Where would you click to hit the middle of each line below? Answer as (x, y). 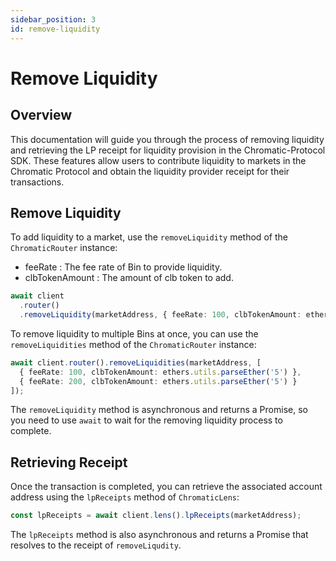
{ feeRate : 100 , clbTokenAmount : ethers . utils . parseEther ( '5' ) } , (160, 372)
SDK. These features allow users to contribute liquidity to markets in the (158, 160)
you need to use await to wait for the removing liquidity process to (146, 420)
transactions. (37, 182)
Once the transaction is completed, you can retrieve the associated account (166, 487)
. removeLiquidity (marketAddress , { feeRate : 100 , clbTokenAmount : (160, 315)
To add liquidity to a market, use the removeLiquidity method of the (149, 237)
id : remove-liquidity (55, 29)
